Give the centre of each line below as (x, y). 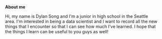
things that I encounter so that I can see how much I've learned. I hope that (81, 26)
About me (15, 7)
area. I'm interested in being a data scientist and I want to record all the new (81, 21)
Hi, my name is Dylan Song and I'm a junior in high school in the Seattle (77, 16)
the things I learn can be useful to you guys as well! (57, 32)
